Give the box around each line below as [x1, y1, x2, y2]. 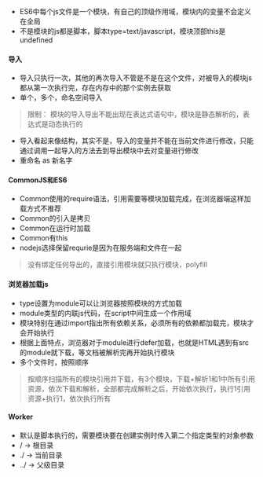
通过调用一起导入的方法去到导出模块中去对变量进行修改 [19, 146, 199, 156]
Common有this [19, 233, 68, 243]
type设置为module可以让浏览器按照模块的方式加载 [19, 298, 183, 308]
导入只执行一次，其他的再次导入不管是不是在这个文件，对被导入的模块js [19, 73, 253, 83]
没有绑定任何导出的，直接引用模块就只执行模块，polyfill [27, 260, 208, 270]
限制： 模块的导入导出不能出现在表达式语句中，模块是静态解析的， [27, 109, 243, 119]
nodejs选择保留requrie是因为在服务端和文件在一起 [19, 243, 182, 253]
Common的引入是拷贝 [19, 214, 91, 223]
